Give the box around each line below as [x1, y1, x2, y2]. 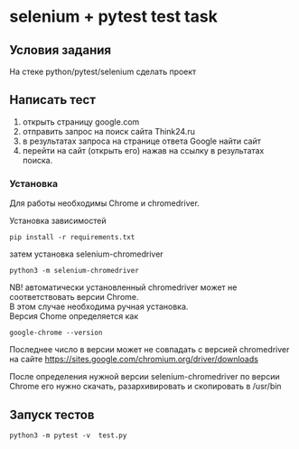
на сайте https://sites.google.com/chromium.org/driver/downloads [9, 354, 259, 365]
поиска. [22, 154, 53, 165]
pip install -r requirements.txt [9, 233, 135, 242]
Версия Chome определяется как [9, 311, 139, 322]
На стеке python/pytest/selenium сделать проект [9, 66, 197, 77]
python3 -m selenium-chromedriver [9, 267, 140, 276]
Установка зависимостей [9, 215, 107, 227]
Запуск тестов [9, 407, 95, 422]
